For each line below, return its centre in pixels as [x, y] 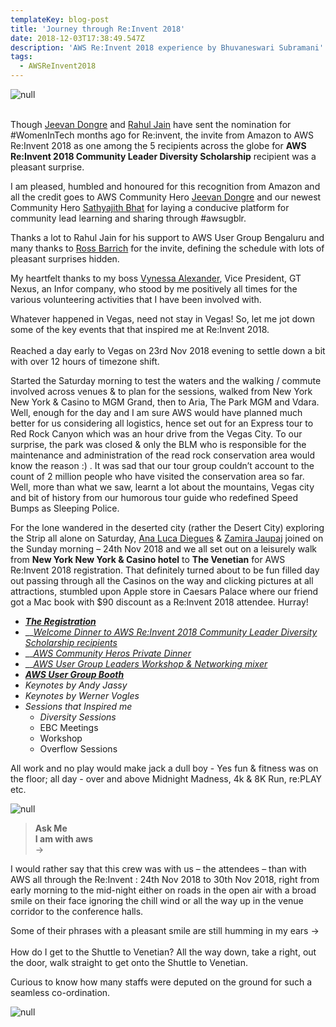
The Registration [60, 621]
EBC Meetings [69, 727]
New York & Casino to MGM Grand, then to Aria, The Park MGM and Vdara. [165, 402]
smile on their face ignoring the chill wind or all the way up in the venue [157, 900]
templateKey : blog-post [60, 19]
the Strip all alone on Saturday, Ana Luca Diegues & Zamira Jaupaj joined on [167, 538]
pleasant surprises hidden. [65, 259]
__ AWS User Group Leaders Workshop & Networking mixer [146, 664]
